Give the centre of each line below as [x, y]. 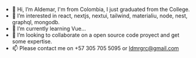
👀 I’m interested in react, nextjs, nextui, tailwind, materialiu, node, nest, [100, 16]
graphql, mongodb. [36, 22]
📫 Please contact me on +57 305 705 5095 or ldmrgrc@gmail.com [95, 48]
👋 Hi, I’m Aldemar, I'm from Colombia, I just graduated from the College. [101, 9]
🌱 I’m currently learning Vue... [49, 28]
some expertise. [32, 41]
